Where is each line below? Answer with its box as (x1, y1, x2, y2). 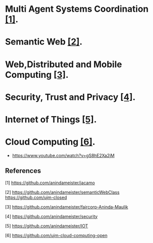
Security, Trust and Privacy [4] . (5, 92, 136, 102)
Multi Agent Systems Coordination (5, 3, 149, 15)
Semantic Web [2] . (5, 36, 82, 48)
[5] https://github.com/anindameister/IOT (5, 223, 88, 229)
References (5, 167, 41, 175)
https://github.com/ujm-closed (5, 194, 67, 200)
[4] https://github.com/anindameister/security (5, 213, 98, 219)
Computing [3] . (5, 69, 69, 80)
